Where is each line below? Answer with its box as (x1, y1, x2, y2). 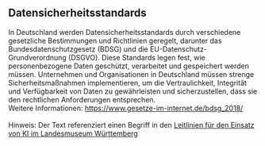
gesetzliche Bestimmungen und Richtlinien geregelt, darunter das (8, 36, 222, 45)
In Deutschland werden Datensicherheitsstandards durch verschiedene (8, 27, 241, 36)
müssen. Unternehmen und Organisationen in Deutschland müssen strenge (8, 69, 255, 79)
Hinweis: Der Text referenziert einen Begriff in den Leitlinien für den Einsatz (8, 120, 255, 129)
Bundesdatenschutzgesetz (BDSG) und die (8, 44, 148, 54)
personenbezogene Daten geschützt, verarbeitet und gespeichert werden (8, 61, 250, 71)
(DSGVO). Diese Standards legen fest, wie (68, 52, 206, 62)
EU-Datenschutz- (149, 44, 208, 54)
